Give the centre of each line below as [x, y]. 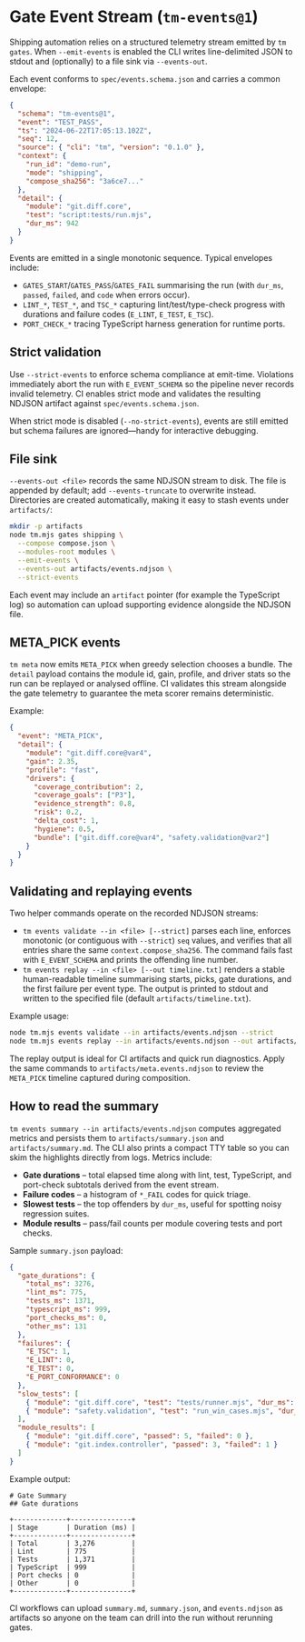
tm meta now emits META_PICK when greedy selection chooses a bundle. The [151, 665]
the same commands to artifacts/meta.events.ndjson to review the [137, 1068]
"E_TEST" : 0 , [50, 1369]
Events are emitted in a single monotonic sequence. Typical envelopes [141, 257]
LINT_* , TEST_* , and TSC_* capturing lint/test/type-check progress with [154, 304]
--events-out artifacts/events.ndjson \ [95, 569]
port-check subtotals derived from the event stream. [121, 1185]
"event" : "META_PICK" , [60, 736]
